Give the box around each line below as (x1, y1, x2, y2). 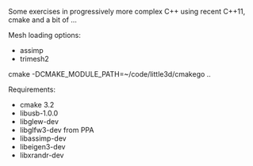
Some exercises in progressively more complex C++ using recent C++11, (8, 7, 246, 16)
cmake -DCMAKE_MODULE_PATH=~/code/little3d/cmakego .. (8, 70, 212, 78)
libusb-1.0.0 (19, 108, 59, 118)
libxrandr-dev (19, 150, 64, 160)
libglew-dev (19, 117, 59, 126)
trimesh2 (19, 55, 49, 63)
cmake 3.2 (19, 100, 55, 109)
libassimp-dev (19, 134, 67, 143)
